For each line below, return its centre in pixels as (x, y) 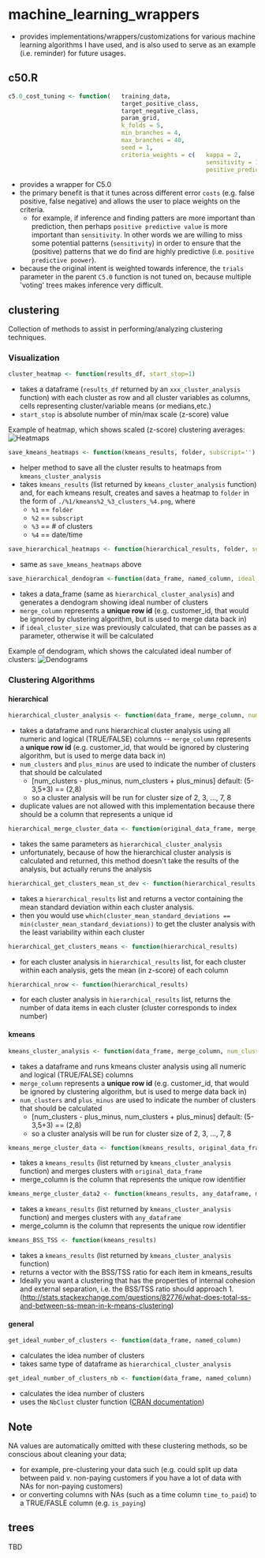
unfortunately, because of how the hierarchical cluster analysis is (125, 852)
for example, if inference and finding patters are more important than (143, 218)
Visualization (34, 358)
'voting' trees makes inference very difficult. (91, 285)
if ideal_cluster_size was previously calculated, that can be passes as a (138, 627)
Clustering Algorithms (52, 680)
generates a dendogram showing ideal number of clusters (114, 602)
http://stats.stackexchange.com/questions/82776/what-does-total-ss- (137, 1298)
